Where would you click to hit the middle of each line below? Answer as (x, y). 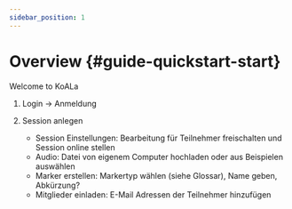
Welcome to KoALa (44, 86)
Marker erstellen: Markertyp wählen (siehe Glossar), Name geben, (156, 175)
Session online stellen (75, 147)
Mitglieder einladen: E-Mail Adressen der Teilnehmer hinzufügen (153, 194)
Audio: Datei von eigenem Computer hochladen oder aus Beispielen (159, 157)
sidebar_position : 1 (47, 17)
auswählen (55, 166)
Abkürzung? (58, 185)
